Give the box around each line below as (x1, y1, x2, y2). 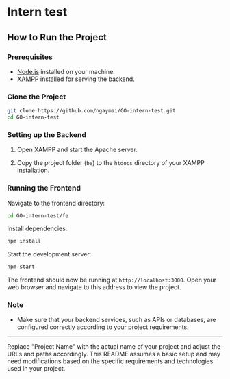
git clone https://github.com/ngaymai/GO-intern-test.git (7, 108, 176, 114)
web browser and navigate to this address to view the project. (7, 283, 181, 291)
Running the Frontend (7, 183, 81, 193)
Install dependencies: (7, 224, 68, 233)
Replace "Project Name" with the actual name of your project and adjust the (7, 343, 221, 351)
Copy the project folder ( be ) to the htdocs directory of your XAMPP (16, 159, 205, 167)
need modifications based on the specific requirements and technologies (7, 357, 214, 365)
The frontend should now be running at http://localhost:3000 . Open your (7, 276, 217, 284)
